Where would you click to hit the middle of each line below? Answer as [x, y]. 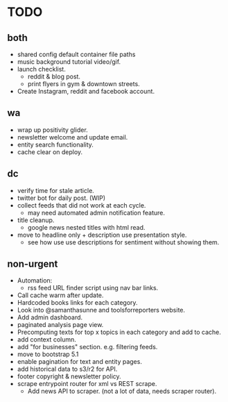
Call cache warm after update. [60, 295]
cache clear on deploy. [50, 152]
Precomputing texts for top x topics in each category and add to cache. [119, 332]
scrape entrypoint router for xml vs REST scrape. [87, 384]
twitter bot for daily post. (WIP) [61, 198]
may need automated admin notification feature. [96, 212]
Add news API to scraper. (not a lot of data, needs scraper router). [122, 391]
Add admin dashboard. [50, 317]
